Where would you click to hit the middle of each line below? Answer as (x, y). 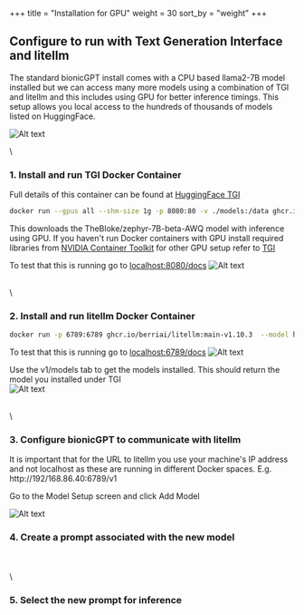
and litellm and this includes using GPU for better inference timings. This (144, 97)
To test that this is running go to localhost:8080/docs (108, 265)
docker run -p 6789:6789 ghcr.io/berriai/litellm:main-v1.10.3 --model (149, 335)
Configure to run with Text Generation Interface (146, 41)
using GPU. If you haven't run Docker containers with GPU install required (147, 238)
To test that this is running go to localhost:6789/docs (108, 352)
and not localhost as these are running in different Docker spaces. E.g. (141, 469)
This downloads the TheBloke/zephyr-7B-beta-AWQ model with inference (147, 228)
